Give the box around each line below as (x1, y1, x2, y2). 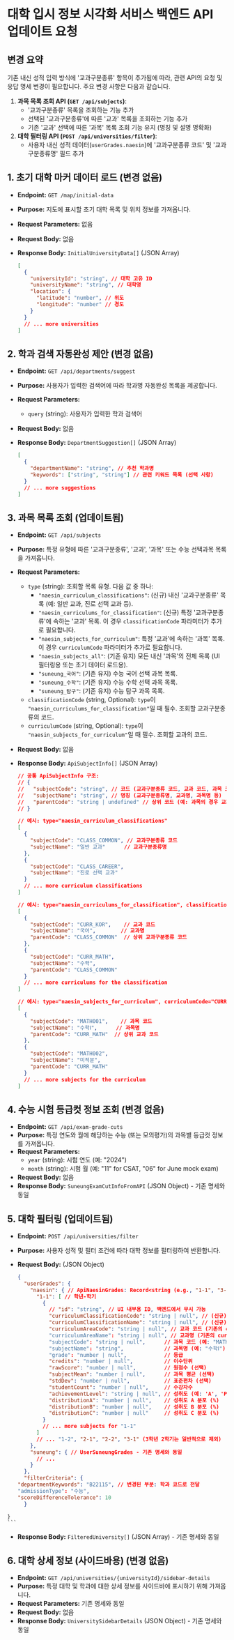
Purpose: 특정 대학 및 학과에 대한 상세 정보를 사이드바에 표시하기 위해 (17, 1582, 208, 1590)
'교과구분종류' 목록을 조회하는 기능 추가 (27, 106, 134, 114)
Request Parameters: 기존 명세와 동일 (17, 1600, 125, 1608)
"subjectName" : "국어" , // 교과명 (30, 927, 145, 934)
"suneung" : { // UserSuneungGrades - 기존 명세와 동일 (30, 1448, 182, 1456)
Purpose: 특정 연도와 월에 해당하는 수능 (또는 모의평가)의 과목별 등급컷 (17, 1131, 211, 1139)
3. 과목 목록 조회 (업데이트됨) (7, 512, 124, 524)
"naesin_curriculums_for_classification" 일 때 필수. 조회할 (27, 704, 196, 713)
